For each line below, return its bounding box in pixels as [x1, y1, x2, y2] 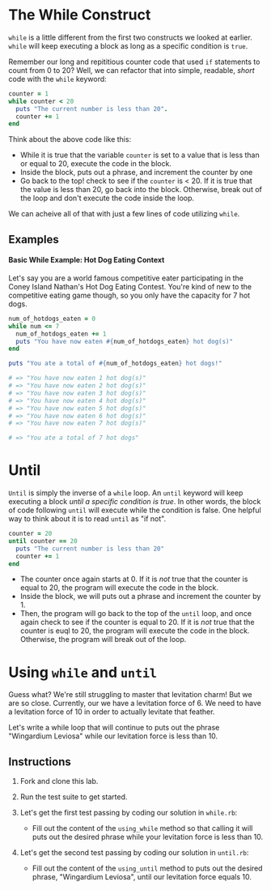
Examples [8, 233, 59, 246]
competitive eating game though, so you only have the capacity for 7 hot [8, 290, 251, 300]
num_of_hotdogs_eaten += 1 [15, 330, 107, 338]
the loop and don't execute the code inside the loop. [19, 193, 195, 203]
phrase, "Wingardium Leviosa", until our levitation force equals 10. [32, 872, 252, 882]
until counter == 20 [8, 537, 78, 545]
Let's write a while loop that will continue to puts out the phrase [8, 723, 220, 733]
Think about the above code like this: [8, 135, 132, 144]
